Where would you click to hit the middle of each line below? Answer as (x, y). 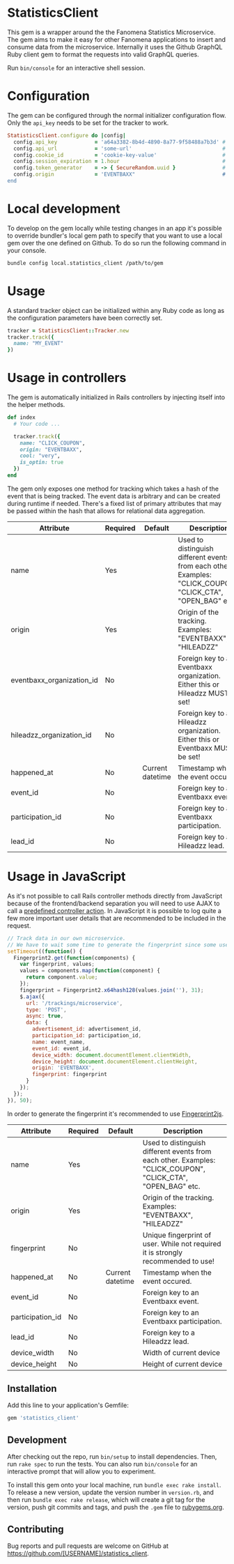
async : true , (45, 1016)
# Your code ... (37, 424)
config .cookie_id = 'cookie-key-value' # (120, 155)
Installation (32, 1389)
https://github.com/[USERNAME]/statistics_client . (78, 1553)
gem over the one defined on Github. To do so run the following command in (117, 243)
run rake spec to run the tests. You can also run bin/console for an (102, 1464)
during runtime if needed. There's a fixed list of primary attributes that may (114, 503)
